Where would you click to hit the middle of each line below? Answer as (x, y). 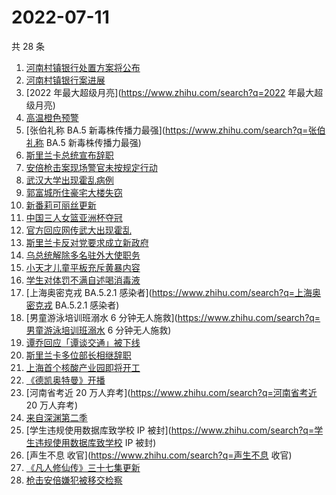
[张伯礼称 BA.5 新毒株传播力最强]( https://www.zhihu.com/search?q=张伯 (175, 130)
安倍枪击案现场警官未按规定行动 (91, 167)
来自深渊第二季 (56, 417)
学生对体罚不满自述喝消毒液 (83, 280)
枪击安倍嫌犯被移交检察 (74, 480)
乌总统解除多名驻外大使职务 (83, 255)
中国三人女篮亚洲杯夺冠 (74, 217)
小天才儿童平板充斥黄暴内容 (83, 267)
